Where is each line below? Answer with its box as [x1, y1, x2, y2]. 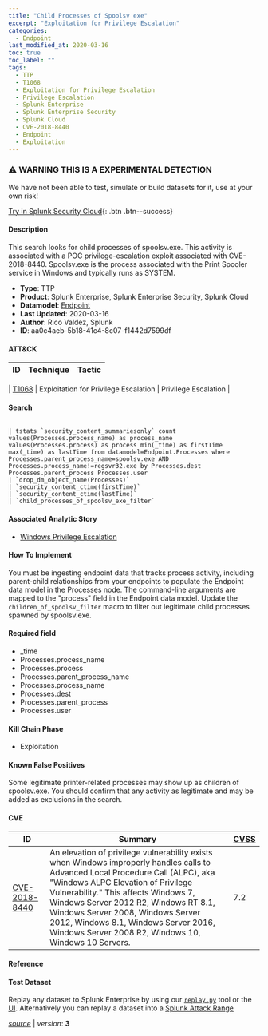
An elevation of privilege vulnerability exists [49, 847, 213, 858]
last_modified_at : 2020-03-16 [8, 42, 109, 50]
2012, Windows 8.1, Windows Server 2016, [49, 916, 215, 927]
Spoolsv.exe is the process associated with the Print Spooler [49, 260, 248, 268]
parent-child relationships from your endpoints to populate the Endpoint [8, 576, 244, 585]
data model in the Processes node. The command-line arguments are [8, 585, 237, 594]
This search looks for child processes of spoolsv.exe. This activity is [8, 243, 233, 252]
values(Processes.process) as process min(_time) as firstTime [8, 441, 223, 450]
